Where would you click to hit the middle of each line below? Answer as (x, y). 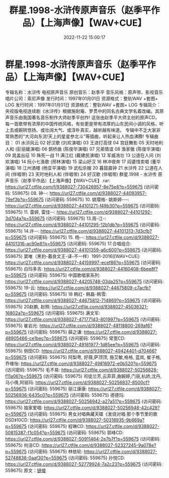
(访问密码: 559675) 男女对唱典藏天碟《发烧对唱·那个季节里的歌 (93, 414)
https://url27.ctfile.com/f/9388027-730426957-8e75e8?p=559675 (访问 (80, 187)
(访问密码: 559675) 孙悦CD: (97, 458)
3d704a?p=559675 (25, 218)
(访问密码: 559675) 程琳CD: (56, 426)
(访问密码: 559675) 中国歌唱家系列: (64, 275)
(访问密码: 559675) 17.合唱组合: (99, 243)
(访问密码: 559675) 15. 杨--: (56, 237)
